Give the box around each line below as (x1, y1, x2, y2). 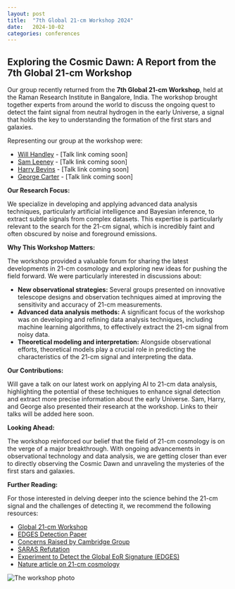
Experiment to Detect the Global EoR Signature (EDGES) (17, 552, 180, 561)
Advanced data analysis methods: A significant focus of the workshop (17, 308, 225, 316)
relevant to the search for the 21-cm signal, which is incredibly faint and (7, 222, 215, 231)
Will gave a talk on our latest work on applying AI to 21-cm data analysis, (7, 380, 217, 389)
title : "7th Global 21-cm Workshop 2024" (7, 17, 134, 24)
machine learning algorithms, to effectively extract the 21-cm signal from (17, 323, 229, 331)
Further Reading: (7, 481, 58, 489)
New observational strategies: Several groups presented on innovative (17, 285, 225, 294)
